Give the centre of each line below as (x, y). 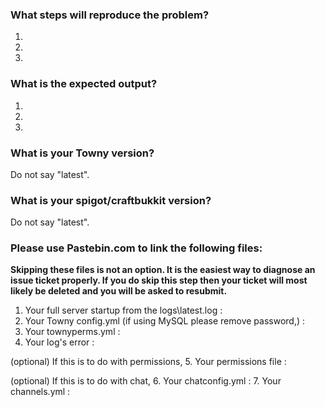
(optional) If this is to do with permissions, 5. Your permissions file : (148, 362)
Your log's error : (59, 342)
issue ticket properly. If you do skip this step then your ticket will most (159, 280)
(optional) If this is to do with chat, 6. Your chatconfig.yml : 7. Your (146, 381)
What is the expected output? (84, 84)
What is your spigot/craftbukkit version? (111, 200)
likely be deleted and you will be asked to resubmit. (119, 291)
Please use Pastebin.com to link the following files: (136, 248)
